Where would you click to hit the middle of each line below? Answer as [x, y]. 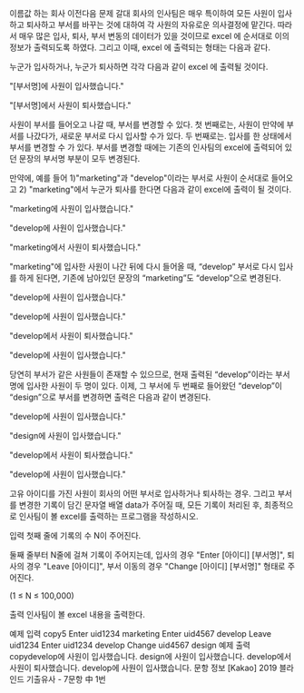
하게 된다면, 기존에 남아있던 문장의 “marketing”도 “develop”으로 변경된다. [150, 278]
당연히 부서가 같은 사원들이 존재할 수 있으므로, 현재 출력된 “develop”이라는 [142, 374]
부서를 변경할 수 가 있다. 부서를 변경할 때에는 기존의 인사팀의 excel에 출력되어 [146, 147]
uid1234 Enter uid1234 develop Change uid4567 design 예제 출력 [130, 645]
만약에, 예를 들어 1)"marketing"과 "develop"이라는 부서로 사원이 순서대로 [139, 178]
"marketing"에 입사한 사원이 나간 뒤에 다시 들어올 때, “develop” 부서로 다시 [143, 267]
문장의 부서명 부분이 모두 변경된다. [79, 158]
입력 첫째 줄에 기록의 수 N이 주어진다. [75, 535]
